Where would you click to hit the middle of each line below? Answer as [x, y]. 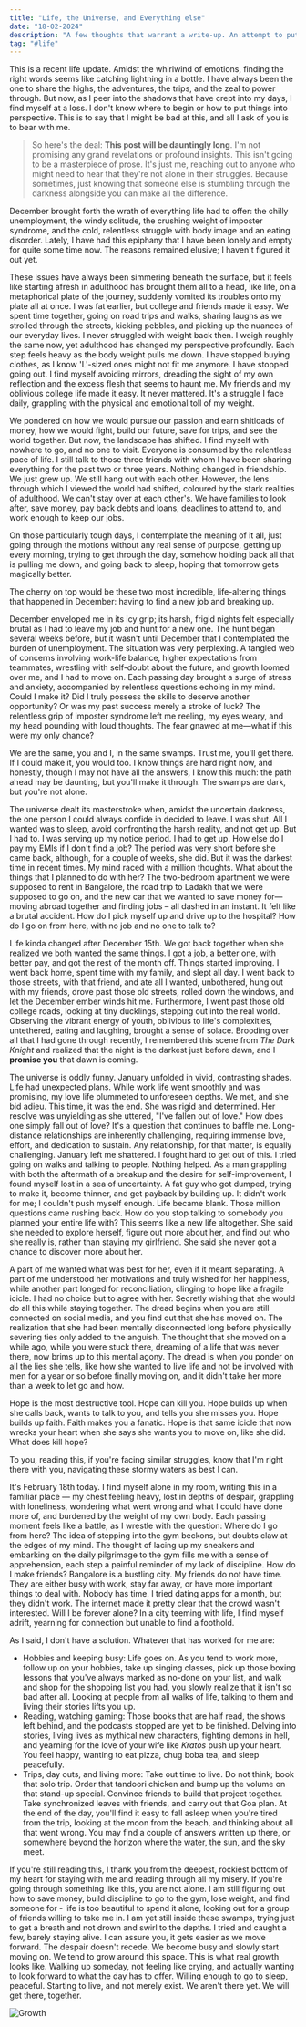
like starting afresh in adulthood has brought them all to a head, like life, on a [153, 287]
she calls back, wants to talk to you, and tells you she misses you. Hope [144, 1413]
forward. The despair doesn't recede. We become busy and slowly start [144, 1947]
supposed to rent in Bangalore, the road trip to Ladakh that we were [137, 887]
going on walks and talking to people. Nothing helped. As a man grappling [148, 1164]
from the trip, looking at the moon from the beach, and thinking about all [158, 1823]
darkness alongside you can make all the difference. [130, 193]
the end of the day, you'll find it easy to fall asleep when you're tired [150, 1813]
